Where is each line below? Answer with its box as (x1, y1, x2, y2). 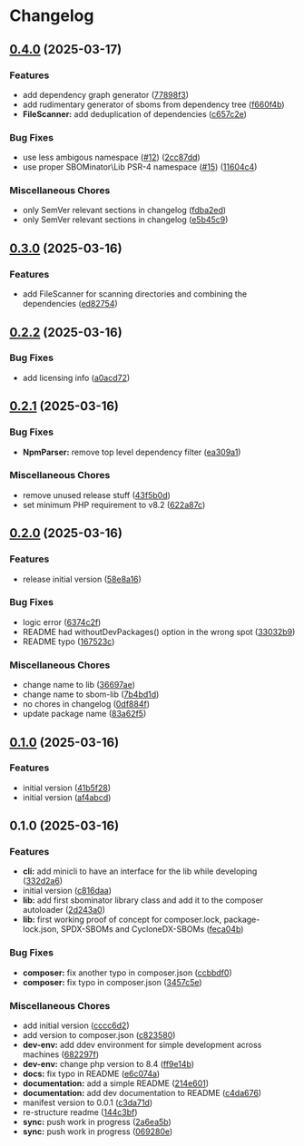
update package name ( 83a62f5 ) (22, 709, 147, 720)
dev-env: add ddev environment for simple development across (22, 1040, 262, 1051)
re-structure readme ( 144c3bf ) (22, 1107, 138, 1118)
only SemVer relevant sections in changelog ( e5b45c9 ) (22, 214, 229, 225)
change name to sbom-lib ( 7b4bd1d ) (22, 689, 160, 700)
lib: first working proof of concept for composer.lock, (22, 914, 222, 926)
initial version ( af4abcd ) (22, 791, 112, 803)
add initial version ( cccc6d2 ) (22, 1020, 130, 1031)
